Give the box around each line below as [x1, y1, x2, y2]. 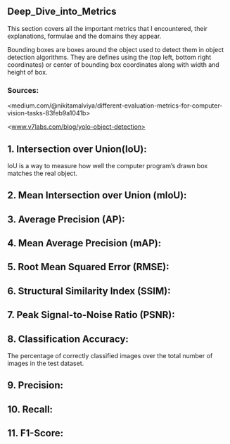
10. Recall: [7, 403, 53, 415]
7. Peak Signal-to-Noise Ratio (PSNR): [7, 309, 176, 321]
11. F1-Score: [7, 427, 64, 439]
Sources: [7, 85, 39, 95]
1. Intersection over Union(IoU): [7, 143, 148, 155]
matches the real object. [7, 169, 77, 177]
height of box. [7, 68, 48, 76]
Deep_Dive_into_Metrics [7, 6, 117, 18]
